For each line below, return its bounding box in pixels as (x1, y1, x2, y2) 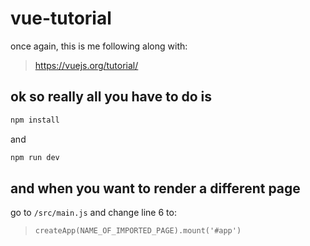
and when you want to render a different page (10, 180, 301, 197)
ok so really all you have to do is (10, 88, 213, 106)
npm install (10, 115, 60, 125)
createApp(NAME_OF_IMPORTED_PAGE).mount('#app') (34, 226, 242, 236)
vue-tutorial (10, 7, 112, 30)
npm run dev (10, 152, 60, 162)
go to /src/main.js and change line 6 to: (10, 207, 177, 219)
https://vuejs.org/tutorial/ (34, 59, 139, 71)
